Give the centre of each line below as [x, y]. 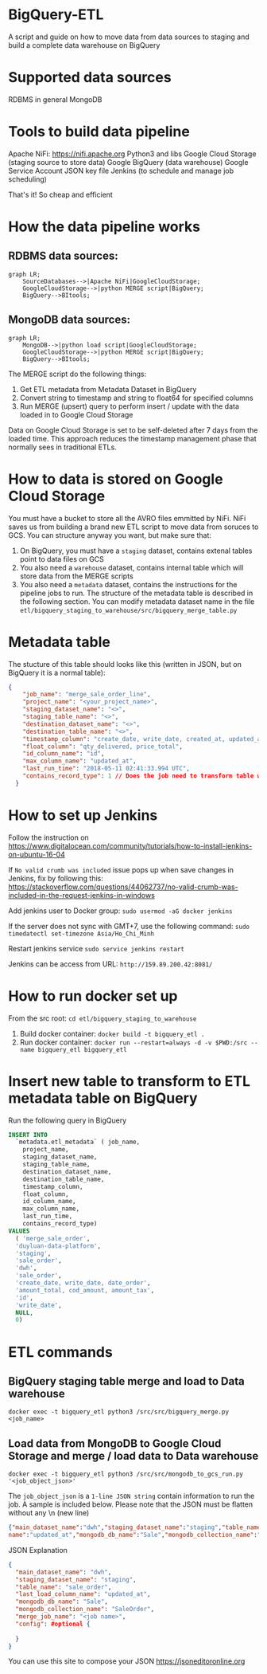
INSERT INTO [28, 1135]
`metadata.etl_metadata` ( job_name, [78, 1142]
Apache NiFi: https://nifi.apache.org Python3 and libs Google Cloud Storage [132, 154]
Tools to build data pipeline [99, 132]
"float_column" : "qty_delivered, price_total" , [103, 747]
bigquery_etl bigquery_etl [82, 1049]
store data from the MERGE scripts [76, 576]
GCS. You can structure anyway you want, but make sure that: [110, 535]
